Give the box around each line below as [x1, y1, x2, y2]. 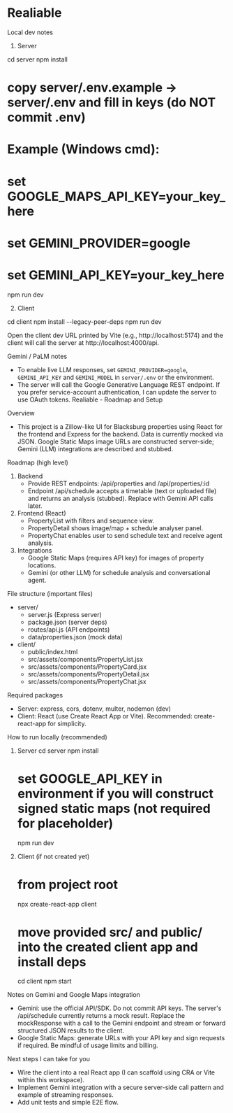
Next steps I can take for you [7, 1055, 91, 1063]
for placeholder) [17, 815, 114, 831]
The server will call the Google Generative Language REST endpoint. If [17, 380, 220, 389]
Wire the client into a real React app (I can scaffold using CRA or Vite [17, 1068, 216, 1077]
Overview [7, 409, 35, 417]
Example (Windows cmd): [7, 141, 160, 157]
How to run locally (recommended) [7, 732, 107, 741]
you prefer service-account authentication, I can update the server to [17, 388, 217, 396]
